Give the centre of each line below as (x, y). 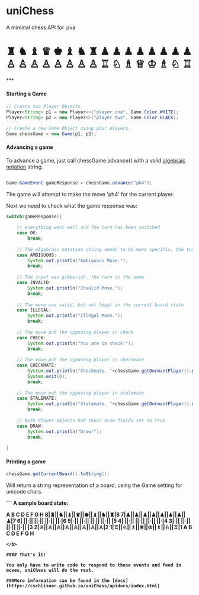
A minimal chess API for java (41, 27)
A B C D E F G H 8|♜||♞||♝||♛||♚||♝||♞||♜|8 (63, 515)
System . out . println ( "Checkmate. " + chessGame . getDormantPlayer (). (110, 371)
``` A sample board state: (37, 503)
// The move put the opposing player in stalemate (81, 393)
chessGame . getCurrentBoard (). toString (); (58, 474)
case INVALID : (34, 283)
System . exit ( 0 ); (47, 376)
